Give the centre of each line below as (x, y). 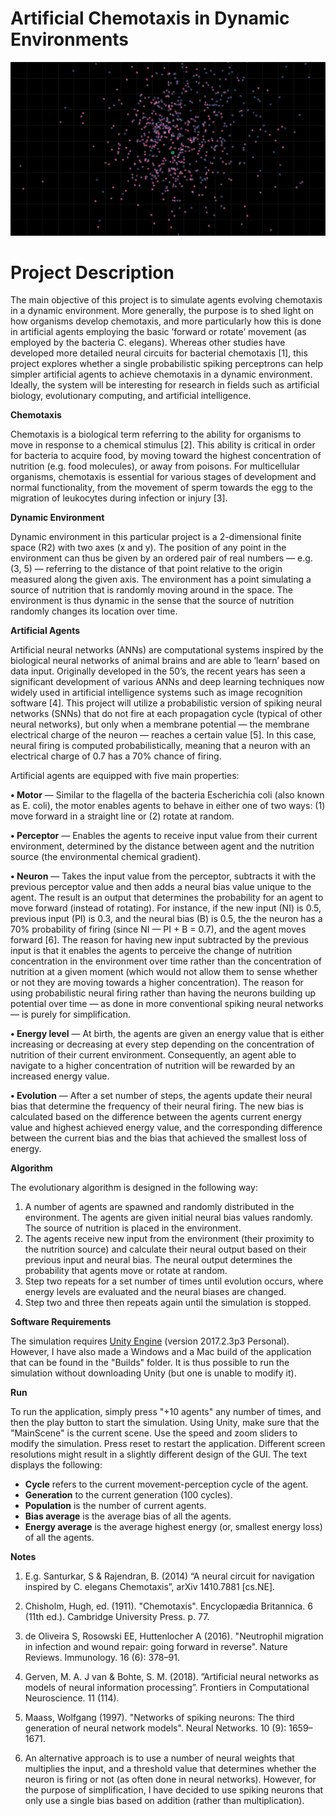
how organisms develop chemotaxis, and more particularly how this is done (166, 321)
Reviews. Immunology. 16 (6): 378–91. (102, 1658)
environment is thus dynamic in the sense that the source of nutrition (152, 601)
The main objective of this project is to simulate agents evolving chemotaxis (166, 300)
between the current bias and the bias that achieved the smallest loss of (159, 1138)
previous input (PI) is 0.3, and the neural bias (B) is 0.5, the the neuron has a (166, 919)
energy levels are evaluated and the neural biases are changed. (155, 1292)
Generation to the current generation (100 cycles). (128, 1495)
